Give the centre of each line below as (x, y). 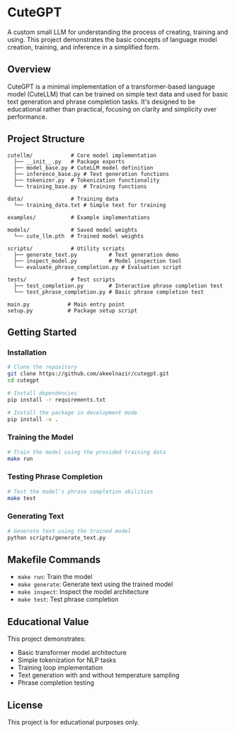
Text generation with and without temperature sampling (98, 676)
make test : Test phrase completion (68, 600)
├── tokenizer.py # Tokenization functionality (87, 180)
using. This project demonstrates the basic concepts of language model (112, 39)
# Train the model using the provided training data (87, 452)
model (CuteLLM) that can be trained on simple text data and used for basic (118, 94)
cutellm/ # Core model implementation (82, 155)
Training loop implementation (60, 668)
